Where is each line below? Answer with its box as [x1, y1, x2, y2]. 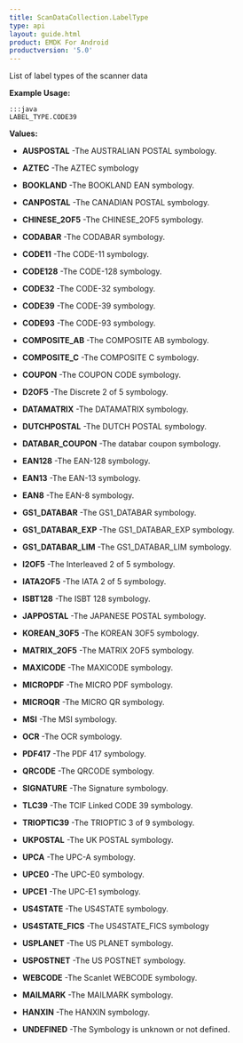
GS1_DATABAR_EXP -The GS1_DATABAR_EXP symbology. [21, 525, 235, 535]
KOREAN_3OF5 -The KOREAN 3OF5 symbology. [21, 628, 200, 638]
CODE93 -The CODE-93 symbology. [21, 317, 156, 329]
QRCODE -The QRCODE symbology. [21, 766, 155, 776]
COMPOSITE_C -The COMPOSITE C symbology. [21, 352, 200, 363]
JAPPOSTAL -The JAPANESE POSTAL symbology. [21, 611, 207, 622]
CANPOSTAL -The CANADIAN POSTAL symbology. [21, 197, 210, 208]
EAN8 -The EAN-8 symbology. [21, 490, 135, 501]
